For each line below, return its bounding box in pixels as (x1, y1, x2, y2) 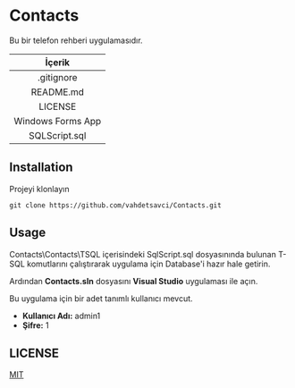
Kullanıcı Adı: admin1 (21, 310, 101, 321)
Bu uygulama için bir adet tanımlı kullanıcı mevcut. (9, 292, 194, 304)
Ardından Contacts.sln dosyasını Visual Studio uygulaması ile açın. (9, 275, 258, 286)
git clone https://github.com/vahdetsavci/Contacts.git (9, 200, 222, 210)
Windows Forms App (13, 114, 102, 127)
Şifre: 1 (21, 319, 49, 331)
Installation (9, 160, 73, 175)
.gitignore (37, 71, 78, 83)
